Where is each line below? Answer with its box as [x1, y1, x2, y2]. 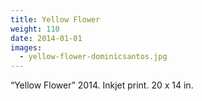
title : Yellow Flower [10, 14, 101, 25]
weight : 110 [10, 24, 60, 34]
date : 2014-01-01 [10, 33, 83, 43]
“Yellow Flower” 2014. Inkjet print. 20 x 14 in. [10, 79, 194, 91]
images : [10, 42, 43, 53]
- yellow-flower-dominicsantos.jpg [19, 52, 168, 62]
